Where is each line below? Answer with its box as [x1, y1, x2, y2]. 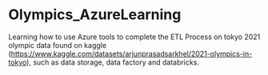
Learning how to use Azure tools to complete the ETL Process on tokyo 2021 [8, 32, 261, 41]
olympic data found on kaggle [8, 40, 106, 49]
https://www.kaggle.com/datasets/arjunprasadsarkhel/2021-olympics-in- [10, 49, 253, 58]
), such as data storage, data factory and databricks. [26, 57, 200, 67]
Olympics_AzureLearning [8, 6, 182, 24]
